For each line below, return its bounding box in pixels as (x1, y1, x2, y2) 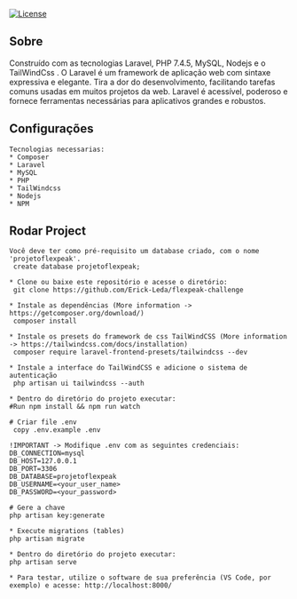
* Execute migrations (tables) (9, 527, 125, 536)
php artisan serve (9, 558, 77, 567)
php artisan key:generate (9, 511, 105, 520)
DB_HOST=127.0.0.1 (9, 457, 77, 466)
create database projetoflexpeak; (12, 262, 141, 271)
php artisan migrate (9, 534, 86, 544)
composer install (12, 316, 77, 326)
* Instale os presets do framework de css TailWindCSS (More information (9, 332, 288, 341)
